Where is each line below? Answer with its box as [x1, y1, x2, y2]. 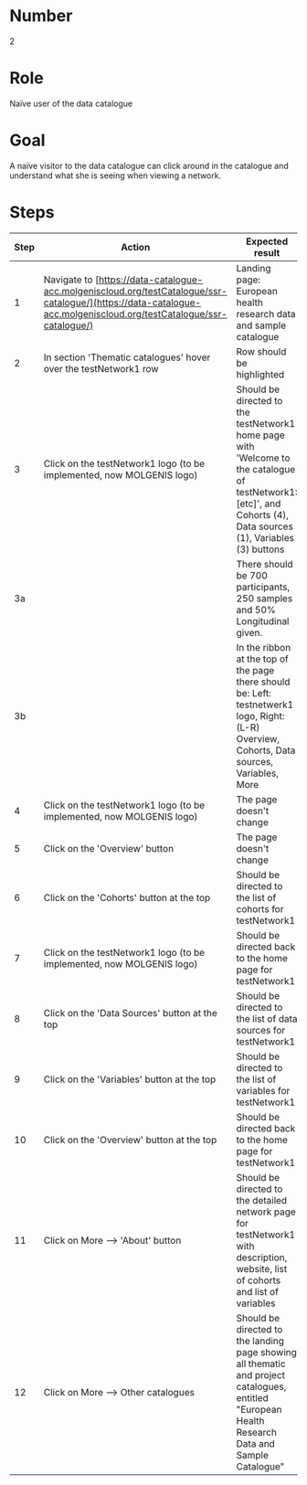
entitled [236, 1391, 270, 1404]
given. [236, 626, 263, 639]
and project [236, 1368, 286, 1381]
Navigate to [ [43, 273, 100, 286]
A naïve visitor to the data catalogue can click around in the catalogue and [9, 160, 290, 171]
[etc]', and [236, 497, 281, 510]
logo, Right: [236, 709, 285, 722]
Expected [245, 235, 289, 248]
